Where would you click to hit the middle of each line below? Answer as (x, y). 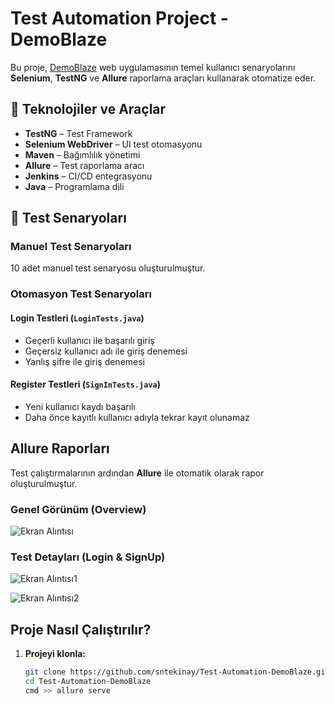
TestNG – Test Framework (78, 133)
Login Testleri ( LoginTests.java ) (77, 318)
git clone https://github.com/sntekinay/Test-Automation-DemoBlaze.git (177, 672)
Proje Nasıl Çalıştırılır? (81, 629)
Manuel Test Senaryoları (71, 247)
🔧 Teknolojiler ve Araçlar (88, 109)
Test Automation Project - (119, 18)
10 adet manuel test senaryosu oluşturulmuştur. (108, 268)
